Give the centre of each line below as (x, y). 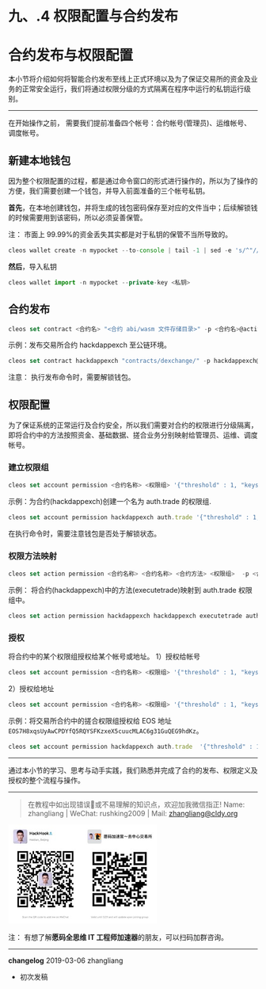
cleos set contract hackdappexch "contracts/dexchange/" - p (110, 361)
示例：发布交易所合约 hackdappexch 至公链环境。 (90, 345)
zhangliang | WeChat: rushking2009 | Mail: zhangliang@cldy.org (133, 814)
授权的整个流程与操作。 (46, 781)
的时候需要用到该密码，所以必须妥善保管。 (78, 217)
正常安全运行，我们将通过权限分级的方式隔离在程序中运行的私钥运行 (133, 89)
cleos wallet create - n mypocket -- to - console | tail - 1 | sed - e (120, 250)
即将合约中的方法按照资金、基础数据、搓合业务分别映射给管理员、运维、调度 (133, 435)
